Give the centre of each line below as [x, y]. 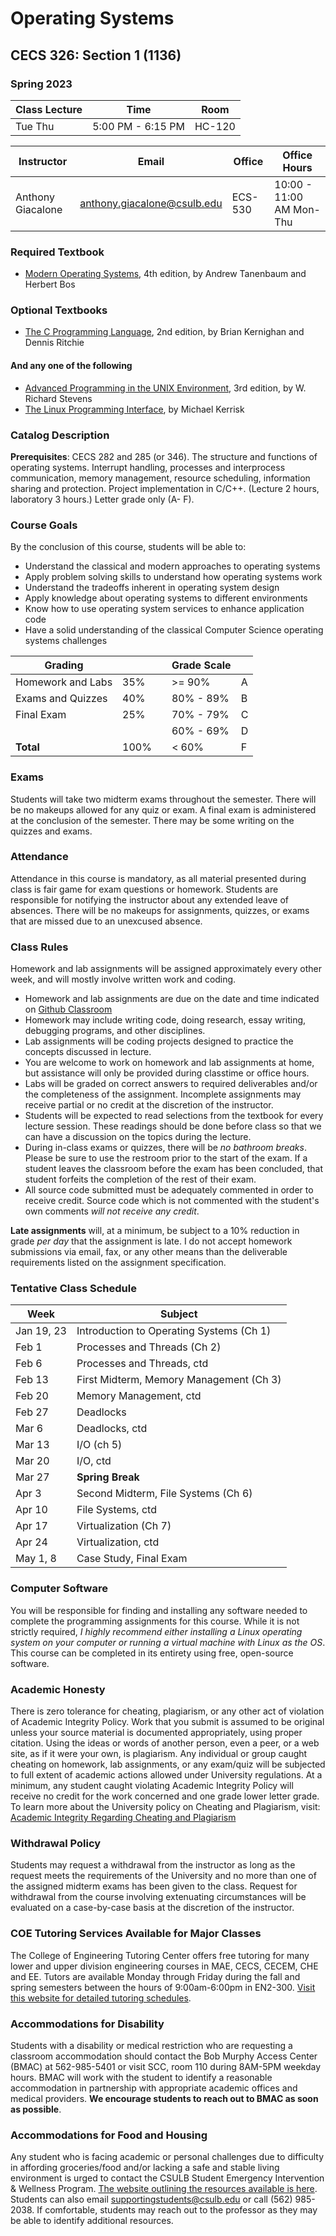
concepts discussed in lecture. [88, 1052]
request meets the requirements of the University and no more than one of [163, 1876]
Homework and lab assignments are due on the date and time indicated [172, 999]
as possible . [36, 2109]
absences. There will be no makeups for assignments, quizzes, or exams [160, 910]
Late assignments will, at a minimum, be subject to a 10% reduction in [155, 1231]
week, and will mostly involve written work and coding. [123, 979]
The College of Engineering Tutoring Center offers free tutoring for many [160, 1955]
